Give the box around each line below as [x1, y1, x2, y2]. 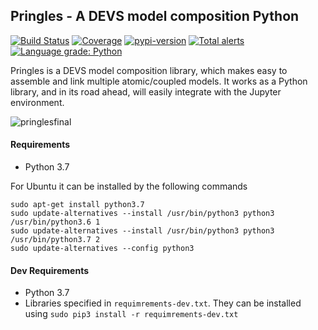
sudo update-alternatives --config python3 [10, 244, 195, 254]
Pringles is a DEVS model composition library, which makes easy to [10, 64, 288, 76]
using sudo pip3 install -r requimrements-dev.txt [24, 308, 239, 320]
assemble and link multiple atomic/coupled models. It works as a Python [10, 75, 308, 87]
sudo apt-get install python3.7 [10, 200, 145, 210]
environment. [10, 96, 65, 108]
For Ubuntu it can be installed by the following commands [10, 180, 248, 193]
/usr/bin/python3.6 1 [10, 217, 101, 228]
